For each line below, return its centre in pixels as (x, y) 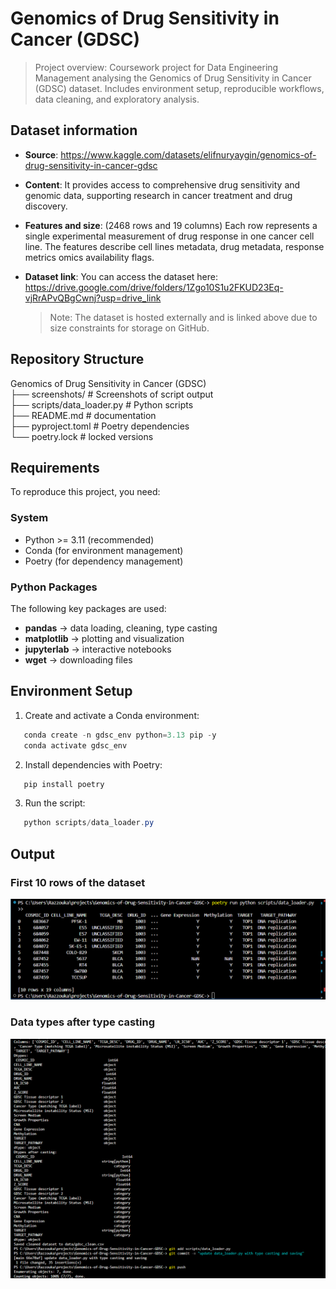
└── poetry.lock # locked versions (82, 436)
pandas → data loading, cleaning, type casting (121, 628)
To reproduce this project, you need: (85, 492)
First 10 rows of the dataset (78, 882)
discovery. (46, 206)
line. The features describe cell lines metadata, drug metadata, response (174, 246)
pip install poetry (64, 784)
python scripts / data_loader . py (89, 823)
